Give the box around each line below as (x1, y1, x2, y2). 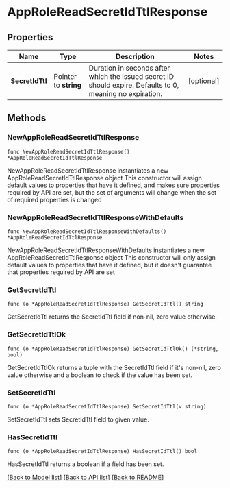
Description (115, 52, 155, 61)
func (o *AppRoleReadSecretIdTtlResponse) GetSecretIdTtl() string (7, 301, 204, 308)
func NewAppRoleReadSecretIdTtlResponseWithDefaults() (7, 228, 167, 235)
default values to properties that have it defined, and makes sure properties (7, 181, 220, 189)
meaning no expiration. (88, 89, 163, 98)
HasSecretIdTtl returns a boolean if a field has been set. (7, 460, 164, 468)
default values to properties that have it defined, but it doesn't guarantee (7, 260, 212, 269)
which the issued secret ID (88, 72, 175, 81)
